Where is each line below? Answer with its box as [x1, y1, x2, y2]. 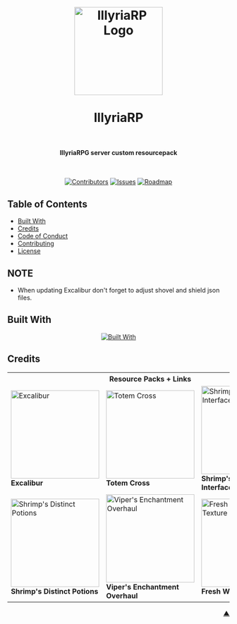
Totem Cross [106, 478, 150, 488]
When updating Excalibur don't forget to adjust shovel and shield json [17, 286, 220, 295]
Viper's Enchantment [106, 582, 180, 592]
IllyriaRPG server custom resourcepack [59, 148, 178, 157]
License [17, 247, 41, 255]
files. [17, 293, 32, 302]
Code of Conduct [17, 232, 68, 240]
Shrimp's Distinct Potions [11, 586, 99, 596]
